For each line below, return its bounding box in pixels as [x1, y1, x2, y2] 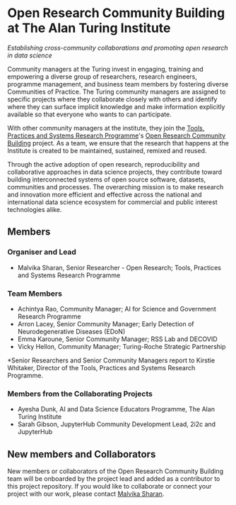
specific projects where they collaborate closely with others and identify [7, 94, 218, 104]
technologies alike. [7, 205, 62, 213]
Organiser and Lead [7, 247, 76, 257]
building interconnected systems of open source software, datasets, [7, 175, 206, 184]
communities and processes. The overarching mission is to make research [7, 182, 224, 191]
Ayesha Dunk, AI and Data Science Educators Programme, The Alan [17, 405, 216, 414]
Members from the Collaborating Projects [7, 389, 153, 399]
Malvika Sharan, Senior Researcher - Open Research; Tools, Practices [17, 263, 221, 272]
